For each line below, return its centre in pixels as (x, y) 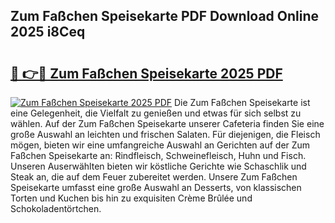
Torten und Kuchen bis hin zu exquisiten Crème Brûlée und (131, 198)
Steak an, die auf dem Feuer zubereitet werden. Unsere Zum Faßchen (154, 177)
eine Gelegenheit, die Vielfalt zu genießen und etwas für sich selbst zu (156, 113)
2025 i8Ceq (48, 32)
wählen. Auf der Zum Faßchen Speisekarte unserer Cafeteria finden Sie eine (167, 123)
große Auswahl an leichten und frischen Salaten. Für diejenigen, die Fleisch (165, 134)
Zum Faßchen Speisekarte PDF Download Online (165, 16)
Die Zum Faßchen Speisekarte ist (242, 102)
